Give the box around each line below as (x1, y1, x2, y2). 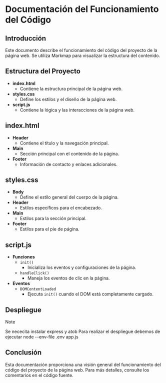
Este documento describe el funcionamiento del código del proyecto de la (5, 47, 157, 53)
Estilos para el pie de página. (19, 226, 80, 232)
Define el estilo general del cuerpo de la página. (19, 194, 119, 200)
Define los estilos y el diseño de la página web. (19, 96, 117, 102)
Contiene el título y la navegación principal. (19, 140, 109, 146)
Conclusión (5, 348, 42, 357)
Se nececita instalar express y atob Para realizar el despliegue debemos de (5, 328, 160, 334)
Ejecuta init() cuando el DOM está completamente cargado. (27, 291, 154, 297)
